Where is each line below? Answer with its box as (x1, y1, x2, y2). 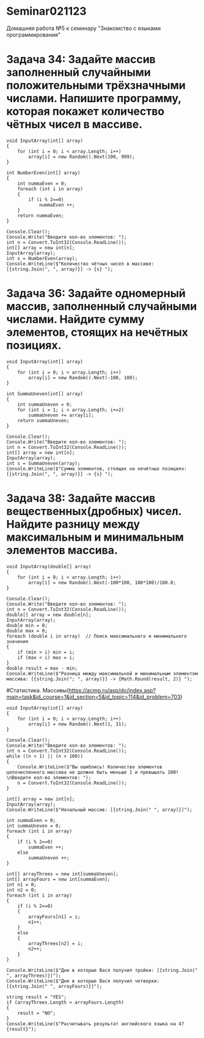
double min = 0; (6, 622, 48, 628)
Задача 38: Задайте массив (6, 491, 156, 505)
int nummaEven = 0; (17, 180, 67, 187)
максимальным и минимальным (6, 530, 184, 544)
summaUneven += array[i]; (28, 412, 95, 418)
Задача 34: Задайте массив (6, 53, 156, 67)
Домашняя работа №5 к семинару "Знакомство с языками (6, 24, 161, 32)
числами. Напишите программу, (6, 92, 181, 105)
